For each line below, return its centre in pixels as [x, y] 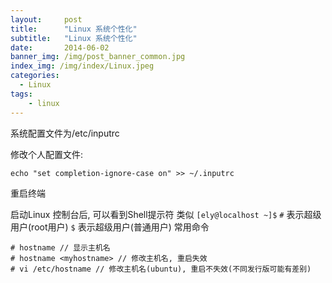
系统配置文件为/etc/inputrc [65, 133]
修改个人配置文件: [47, 154]
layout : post [46, 19]
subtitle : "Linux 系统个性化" [74, 38]
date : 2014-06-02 [60, 47]
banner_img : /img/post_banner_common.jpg [98, 57]
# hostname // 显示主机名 [60, 247]
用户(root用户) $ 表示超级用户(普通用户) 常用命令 [110, 227]
